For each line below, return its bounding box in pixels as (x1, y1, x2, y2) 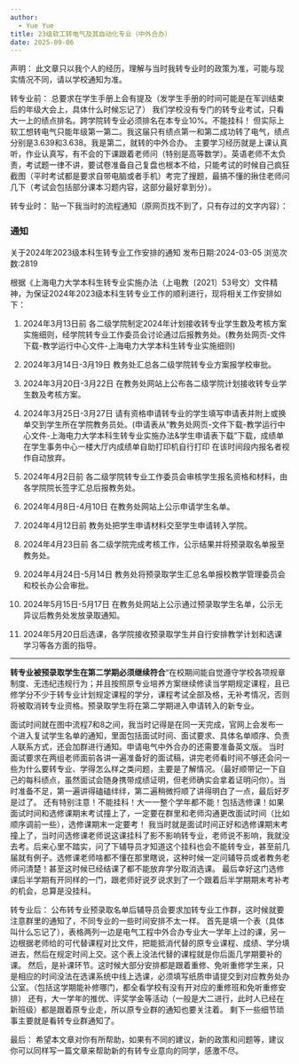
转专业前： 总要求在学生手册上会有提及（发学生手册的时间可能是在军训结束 (10, 93, 285, 104)
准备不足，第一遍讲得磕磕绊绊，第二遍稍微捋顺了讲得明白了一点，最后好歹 (17, 785, 290, 796)
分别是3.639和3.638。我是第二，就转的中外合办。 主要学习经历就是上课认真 (10, 138, 287, 148)
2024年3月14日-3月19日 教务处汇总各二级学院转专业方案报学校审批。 (22, 359, 277, 369)
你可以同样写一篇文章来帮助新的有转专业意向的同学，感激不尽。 (10, 1044, 243, 1056)
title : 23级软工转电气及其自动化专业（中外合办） (10, 29, 172, 38)
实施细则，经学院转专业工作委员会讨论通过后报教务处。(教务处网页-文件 (22, 329, 287, 340)
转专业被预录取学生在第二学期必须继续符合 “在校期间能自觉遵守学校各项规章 (10, 666, 287, 677)
